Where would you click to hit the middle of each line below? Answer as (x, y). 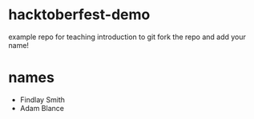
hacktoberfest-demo (79, 15)
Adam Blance (42, 108)
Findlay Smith (42, 99)
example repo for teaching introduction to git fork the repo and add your (127, 37)
